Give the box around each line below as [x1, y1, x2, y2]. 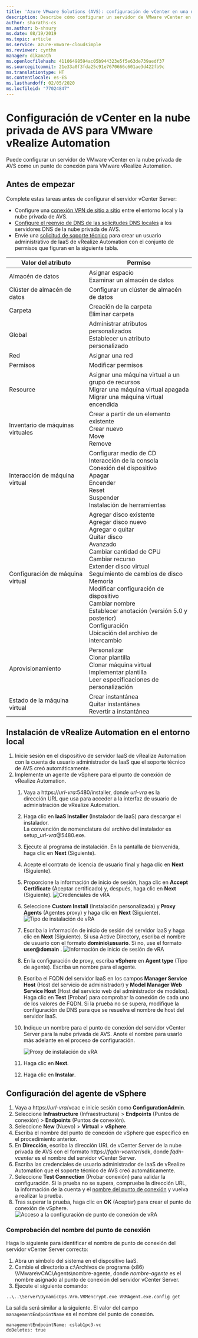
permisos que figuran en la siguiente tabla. [14, 244, 119, 252]
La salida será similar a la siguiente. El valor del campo [6, 1304, 138, 1311]
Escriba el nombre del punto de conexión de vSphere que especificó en [14, 1129, 189, 1137]
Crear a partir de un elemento [88, 410, 171, 418]
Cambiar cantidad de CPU [88, 547, 161, 555]
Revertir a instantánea [88, 707, 150, 715]
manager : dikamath [6, 53, 51, 59]
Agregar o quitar [88, 525, 134, 533]
